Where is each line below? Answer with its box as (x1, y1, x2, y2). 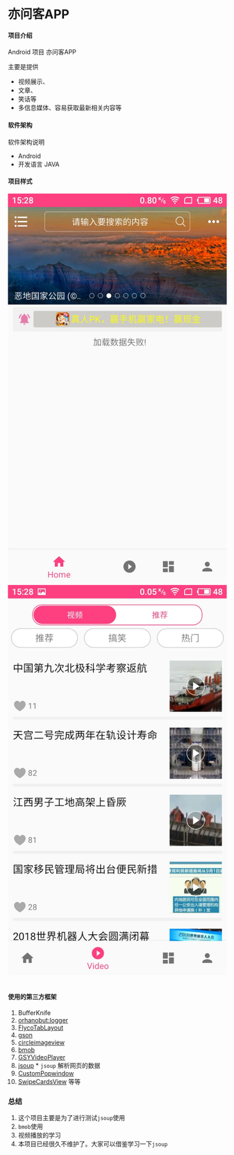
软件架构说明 (8, 137, 44, 146)
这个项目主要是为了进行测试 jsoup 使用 (17, 1114, 126, 1122)
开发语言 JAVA (17, 160, 60, 168)
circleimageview (17, 1039, 65, 1046)
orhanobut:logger (17, 1016, 69, 1024)
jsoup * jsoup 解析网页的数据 (17, 1062, 101, 1069)
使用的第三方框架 (8, 993, 57, 1001)
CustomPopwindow (17, 1069, 74, 1077)
